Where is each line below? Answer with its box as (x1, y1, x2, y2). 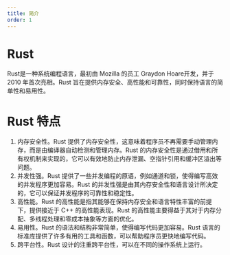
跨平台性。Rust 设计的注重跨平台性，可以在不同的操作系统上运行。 (16, 241, 206, 249)
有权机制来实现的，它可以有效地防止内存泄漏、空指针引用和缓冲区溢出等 (16, 155, 222, 163)
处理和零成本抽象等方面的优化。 (47, 214, 138, 223)
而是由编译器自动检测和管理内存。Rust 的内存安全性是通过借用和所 (29, 146, 218, 155)
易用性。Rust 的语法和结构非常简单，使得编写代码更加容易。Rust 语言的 (16, 223, 221, 232)
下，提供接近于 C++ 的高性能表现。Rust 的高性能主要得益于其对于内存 (16, 206, 216, 214)
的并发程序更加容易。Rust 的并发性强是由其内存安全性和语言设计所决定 (16, 180, 218, 189)
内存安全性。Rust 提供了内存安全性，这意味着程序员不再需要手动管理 (16, 137, 212, 146)
